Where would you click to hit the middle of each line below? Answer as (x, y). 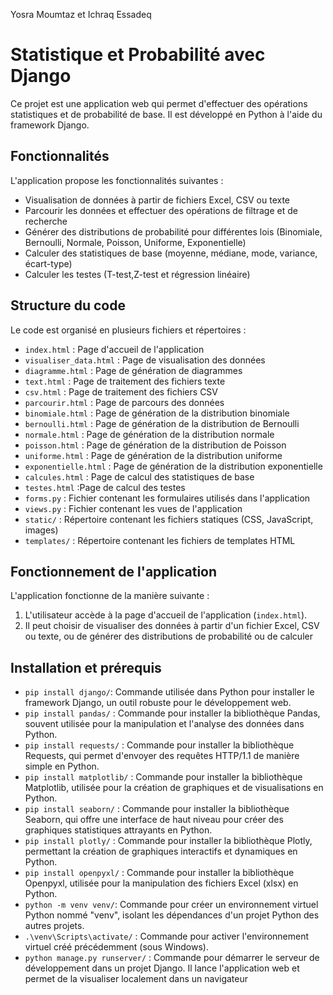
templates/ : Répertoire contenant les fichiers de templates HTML (160, 540)
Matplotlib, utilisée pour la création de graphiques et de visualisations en (174, 788)
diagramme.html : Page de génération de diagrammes (133, 370)
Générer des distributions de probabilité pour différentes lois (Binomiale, (173, 231)
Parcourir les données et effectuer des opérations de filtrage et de (161, 210)
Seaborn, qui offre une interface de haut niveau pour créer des (154, 820)
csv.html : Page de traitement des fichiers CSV (121, 391)
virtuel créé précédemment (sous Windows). (116, 947)
